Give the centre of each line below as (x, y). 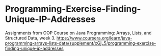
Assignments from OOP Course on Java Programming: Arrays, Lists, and (79, 33)
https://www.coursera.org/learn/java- (94, 38)
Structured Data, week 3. (30, 38)
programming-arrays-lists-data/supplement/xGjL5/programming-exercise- (80, 43)
